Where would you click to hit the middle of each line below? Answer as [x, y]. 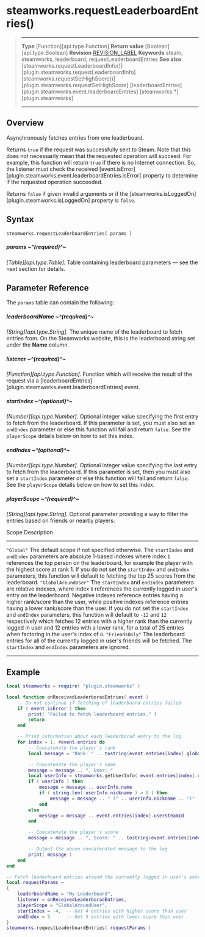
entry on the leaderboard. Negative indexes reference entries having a [95, 595]
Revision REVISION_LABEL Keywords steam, [126, 52]
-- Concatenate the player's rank [72, 748]
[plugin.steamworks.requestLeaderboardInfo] [78, 72]
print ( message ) [50, 855]
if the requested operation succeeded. [55, 182]
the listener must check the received [52, 169]
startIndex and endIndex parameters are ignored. [68, 647]
